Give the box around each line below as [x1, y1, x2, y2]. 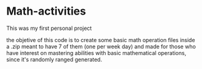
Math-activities [6, 4, 87, 18]
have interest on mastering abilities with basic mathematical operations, [6, 49, 187, 56]
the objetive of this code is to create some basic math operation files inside [6, 36, 195, 43]
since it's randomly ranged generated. [6, 56, 103, 63]
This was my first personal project [6, 24, 92, 32]
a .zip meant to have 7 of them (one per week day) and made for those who [6, 43, 197, 50]
